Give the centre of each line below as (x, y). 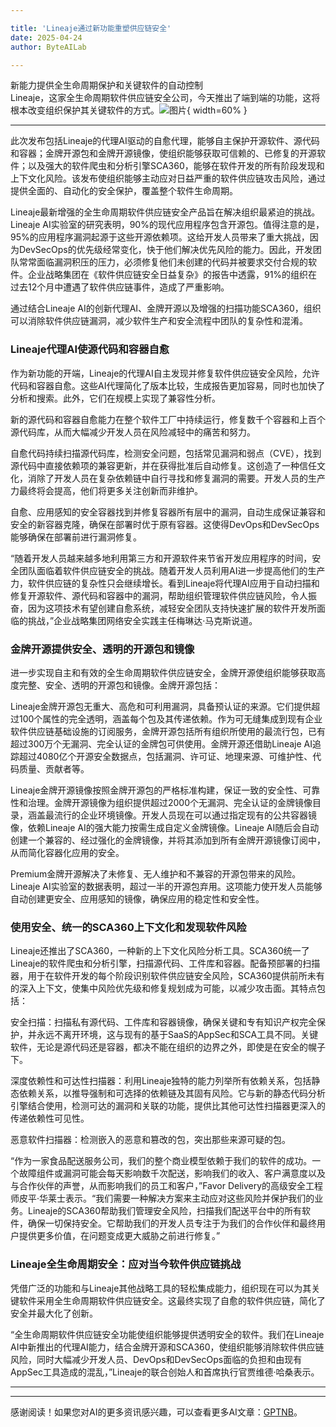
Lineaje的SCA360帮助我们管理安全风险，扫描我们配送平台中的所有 (165, 1211)
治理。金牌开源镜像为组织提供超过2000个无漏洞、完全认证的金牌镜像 (170, 802)
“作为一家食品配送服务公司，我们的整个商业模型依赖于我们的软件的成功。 (161, 1161)
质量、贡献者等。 (54, 768)
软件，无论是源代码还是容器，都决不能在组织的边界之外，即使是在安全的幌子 (168, 1047)
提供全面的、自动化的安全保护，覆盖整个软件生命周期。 (124, 191)
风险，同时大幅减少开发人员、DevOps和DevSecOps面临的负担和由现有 (156, 1359)
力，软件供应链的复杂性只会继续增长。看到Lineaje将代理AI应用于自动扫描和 (165, 583)
